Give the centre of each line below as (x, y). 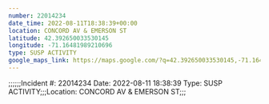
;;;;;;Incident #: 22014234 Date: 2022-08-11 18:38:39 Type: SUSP (115, 83)
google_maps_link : (39, 61)
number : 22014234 (37, 16)
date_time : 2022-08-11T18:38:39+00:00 (73, 23)
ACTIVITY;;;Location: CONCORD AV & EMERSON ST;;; (97, 91)
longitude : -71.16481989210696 (60, 46)
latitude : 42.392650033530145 (59, 38)
